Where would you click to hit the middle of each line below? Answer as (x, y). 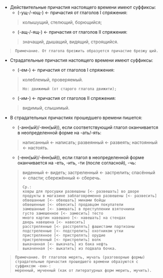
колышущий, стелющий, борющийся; (62, 22)
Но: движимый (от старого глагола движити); (69, 89)
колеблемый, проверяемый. (53, 80)
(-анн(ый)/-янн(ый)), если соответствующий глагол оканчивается (88, 127)
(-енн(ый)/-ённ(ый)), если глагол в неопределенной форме (81, 157)
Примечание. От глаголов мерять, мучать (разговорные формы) (80, 257)
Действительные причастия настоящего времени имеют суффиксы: (83, 7)
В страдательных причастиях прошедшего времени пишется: (76, 118)
